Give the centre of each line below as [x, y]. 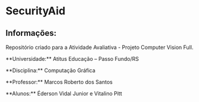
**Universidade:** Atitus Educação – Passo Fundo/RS [72, 59]
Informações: [31, 33]
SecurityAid [36, 11]
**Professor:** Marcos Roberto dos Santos [59, 82]
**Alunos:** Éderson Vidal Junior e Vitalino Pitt [64, 93]
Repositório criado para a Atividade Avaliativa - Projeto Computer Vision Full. [99, 47]
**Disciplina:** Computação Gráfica [51, 70]
